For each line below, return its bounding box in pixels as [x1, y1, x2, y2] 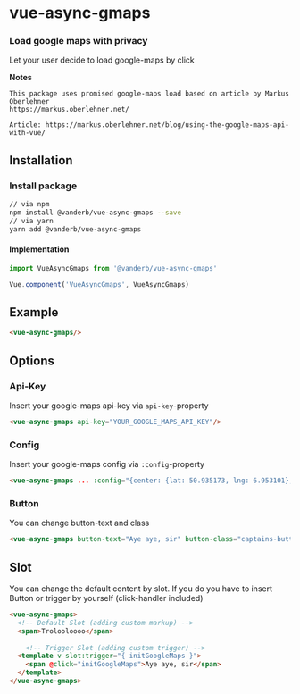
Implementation [9, 244, 70, 255]
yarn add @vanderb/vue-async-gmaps [9, 224, 142, 234]
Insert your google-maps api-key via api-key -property [9, 400, 209, 411]
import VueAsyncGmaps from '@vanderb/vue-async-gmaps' [9, 263, 218, 272]
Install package [9, 180, 78, 192]
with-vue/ [9, 129, 46, 138]
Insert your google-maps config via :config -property [9, 459, 205, 470]
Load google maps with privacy [9, 35, 148, 47]
